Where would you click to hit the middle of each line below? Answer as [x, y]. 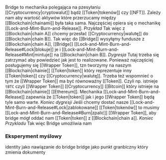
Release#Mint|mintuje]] [29, 55]
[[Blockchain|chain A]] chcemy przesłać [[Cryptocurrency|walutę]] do [77, 34]
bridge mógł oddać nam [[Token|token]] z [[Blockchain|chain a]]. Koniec [79, 118]
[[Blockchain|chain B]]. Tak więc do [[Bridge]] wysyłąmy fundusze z [75, 39]
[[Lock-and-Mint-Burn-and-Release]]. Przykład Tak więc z [65, 28]
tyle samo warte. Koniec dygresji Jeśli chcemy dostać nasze [67, 102]
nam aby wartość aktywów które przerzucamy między [61, 18]
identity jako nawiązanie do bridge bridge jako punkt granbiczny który [77, 147]
